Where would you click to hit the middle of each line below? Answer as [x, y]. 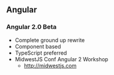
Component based [38, 46]
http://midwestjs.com [50, 65]
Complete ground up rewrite [50, 40]
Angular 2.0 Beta [31, 27]
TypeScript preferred [41, 53]
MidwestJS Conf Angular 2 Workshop [61, 59]
